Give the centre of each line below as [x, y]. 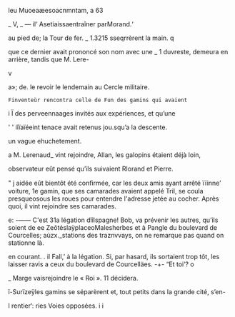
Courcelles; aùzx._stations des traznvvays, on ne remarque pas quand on [116, 235]
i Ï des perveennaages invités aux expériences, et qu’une [92, 113]
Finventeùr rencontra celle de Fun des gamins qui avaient [98, 100]
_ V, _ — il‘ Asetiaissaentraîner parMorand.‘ [71, 24]
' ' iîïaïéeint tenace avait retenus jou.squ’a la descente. [87, 127]
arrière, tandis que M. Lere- [49, 59]
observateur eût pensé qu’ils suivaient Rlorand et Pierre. [91, 168]
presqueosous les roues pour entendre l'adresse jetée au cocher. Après [114, 198]
